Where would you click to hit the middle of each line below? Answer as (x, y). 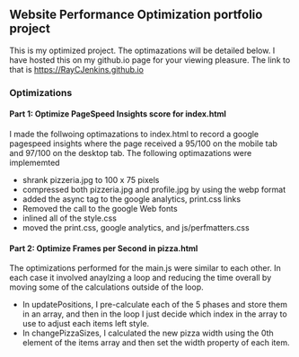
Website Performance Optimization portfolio (136, 15)
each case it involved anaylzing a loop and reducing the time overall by (141, 278)
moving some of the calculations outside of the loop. (106, 287)
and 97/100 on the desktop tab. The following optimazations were (131, 152)
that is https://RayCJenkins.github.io (76, 69)
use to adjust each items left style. (86, 324)
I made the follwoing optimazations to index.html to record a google (134, 134)
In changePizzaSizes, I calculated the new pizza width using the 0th (148, 333)
